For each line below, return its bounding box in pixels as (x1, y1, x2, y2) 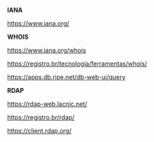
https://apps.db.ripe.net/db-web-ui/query (7, 73, 126, 81)
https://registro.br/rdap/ (7, 114, 75, 121)
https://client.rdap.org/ (7, 127, 72, 134)
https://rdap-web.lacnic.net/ (7, 100, 88, 108)
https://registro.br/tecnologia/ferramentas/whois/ (7, 60, 147, 68)
